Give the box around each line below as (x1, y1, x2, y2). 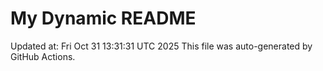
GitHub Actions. (10, 50, 76, 62)
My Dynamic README (10, 7, 197, 30)
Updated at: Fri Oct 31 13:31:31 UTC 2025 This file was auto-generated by (10, 40, 313, 52)
